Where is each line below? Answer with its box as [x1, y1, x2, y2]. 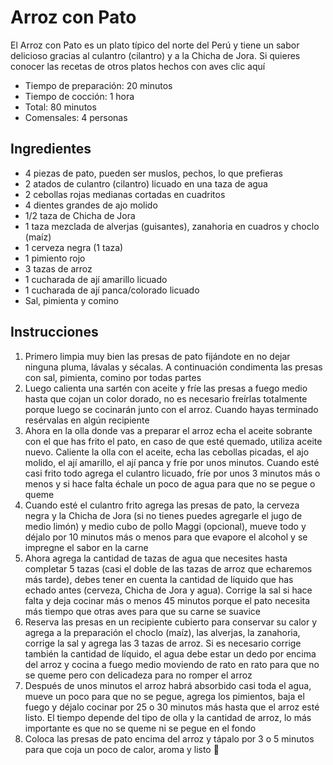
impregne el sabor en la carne [24, 541, 149, 553]
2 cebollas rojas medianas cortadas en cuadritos [24, 188, 226, 200]
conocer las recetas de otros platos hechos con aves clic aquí [10, 60, 266, 72]
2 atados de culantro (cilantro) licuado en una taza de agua [24, 177, 268, 190]
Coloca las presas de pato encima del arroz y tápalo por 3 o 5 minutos [24, 732, 315, 745]
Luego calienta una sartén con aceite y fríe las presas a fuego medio [24, 382, 308, 394]
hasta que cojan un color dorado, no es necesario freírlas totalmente [24, 392, 308, 405]
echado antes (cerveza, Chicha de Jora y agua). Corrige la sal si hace [24, 584, 313, 596]
